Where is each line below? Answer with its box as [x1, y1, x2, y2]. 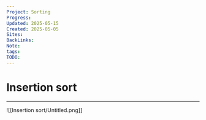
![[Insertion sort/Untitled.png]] [6, 106, 83, 113]
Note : [6, 43, 20, 49]
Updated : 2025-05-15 [6, 20, 59, 26]
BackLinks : [6, 37, 34, 43]
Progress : [6, 15, 32, 21]
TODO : [6, 54, 20, 60]
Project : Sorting [6, 9, 51, 15]
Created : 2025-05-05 [6, 26, 59, 32]
